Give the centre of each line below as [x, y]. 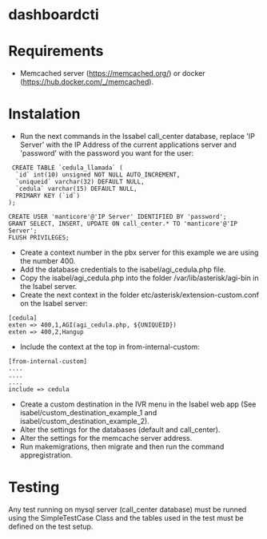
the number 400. [48, 261]
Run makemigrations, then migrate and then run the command [122, 447]
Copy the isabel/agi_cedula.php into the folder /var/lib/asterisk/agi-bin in [139, 278]
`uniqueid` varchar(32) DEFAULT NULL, [80, 182]
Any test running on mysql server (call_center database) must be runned [128, 509]
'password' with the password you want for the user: [107, 153]
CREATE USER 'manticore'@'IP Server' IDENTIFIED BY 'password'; [118, 217]
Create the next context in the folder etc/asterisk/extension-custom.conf [139, 295]
